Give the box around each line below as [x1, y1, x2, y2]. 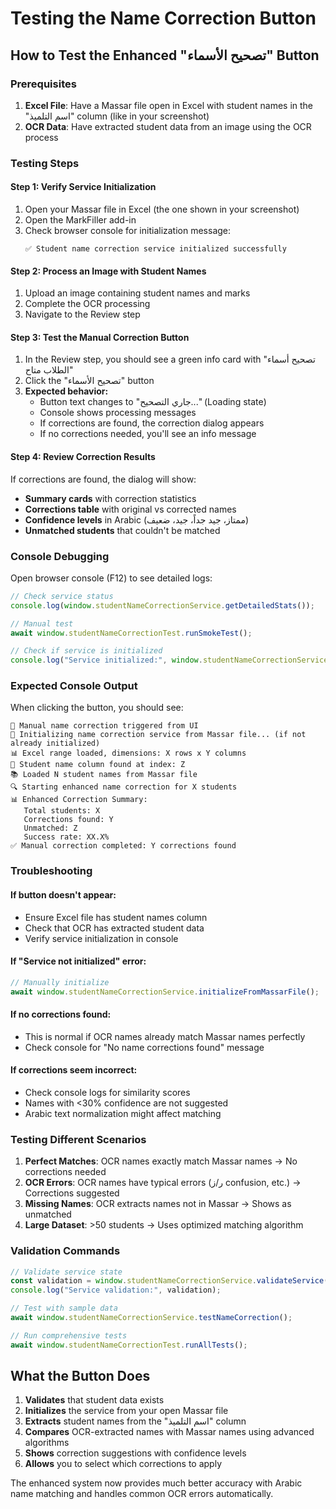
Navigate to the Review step [24, 308, 141, 321]
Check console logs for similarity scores [24, 1086, 191, 1098]
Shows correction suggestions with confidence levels [24, 1447, 247, 1459]
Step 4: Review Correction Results [10, 451, 156, 462]
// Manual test [10, 618, 74, 629]
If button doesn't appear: [10, 888, 117, 901]
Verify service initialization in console [24, 932, 179, 944]
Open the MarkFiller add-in [24, 214, 137, 226]
